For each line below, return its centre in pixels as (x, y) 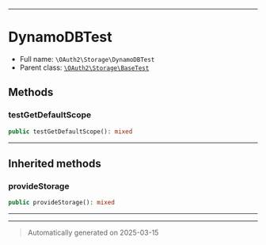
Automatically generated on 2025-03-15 (93, 233)
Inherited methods (55, 163)
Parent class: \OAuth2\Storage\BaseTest (84, 67)
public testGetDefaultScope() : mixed (70, 132)
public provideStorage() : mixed (61, 203)
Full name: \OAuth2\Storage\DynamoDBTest (87, 59)
